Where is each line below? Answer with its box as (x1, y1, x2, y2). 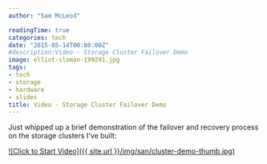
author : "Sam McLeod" (8, 11, 81, 20)
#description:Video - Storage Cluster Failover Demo (8, 49, 188, 57)
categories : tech (8, 34, 67, 42)
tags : (8, 63, 26, 72)
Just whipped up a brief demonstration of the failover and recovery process (8, 122, 259, 132)
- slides (8, 93, 38, 101)
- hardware (8, 86, 45, 94)
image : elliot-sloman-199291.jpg (8, 56, 120, 64)
